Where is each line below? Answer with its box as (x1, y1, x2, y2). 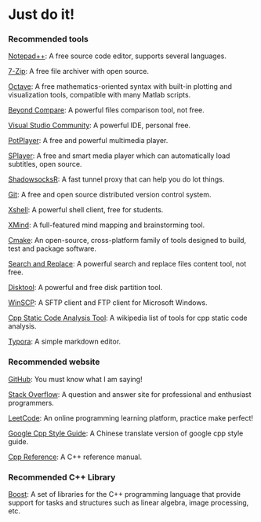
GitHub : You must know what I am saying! (8, 374, 143, 384)
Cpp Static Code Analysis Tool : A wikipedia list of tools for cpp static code (8, 313, 248, 323)
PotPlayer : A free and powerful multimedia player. (8, 136, 169, 145)
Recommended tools (8, 34, 89, 45)
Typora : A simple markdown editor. (8, 336, 121, 347)
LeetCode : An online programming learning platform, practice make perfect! (8, 413, 253, 422)
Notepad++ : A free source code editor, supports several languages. (8, 51, 227, 61)
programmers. (8, 398, 55, 407)
